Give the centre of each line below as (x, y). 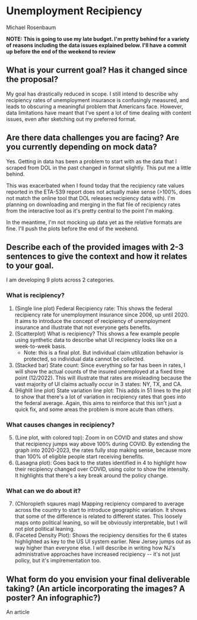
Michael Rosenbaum (31, 27)
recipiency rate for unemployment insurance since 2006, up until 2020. (101, 314)
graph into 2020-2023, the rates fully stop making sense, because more (103, 450)
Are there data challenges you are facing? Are (93, 138)
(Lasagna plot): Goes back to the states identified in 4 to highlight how (101, 463)
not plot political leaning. (45, 529)
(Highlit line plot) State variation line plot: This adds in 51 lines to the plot (103, 390)
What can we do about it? (44, 491)
